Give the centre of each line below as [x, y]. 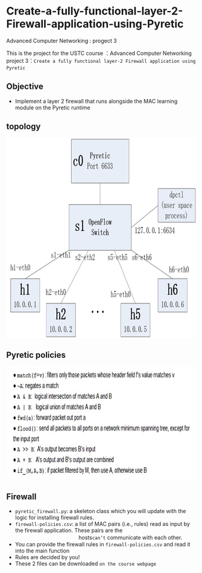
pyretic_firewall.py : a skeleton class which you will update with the [100, 511]
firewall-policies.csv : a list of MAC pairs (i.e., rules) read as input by [102, 524]
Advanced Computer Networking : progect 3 [62, 40]
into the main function [42, 551]
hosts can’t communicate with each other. [130, 538]
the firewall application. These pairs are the [69, 531]
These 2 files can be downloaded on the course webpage [86, 564]
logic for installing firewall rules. [55, 517]
